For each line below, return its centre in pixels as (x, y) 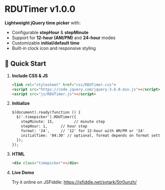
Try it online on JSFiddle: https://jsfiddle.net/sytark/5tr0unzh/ (74, 182)
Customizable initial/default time (46, 43)
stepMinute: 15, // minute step (63, 122)
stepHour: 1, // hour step (54, 126)
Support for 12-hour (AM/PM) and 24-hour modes (63, 38)
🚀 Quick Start (25, 64)
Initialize (21, 103)
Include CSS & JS (30, 76)
